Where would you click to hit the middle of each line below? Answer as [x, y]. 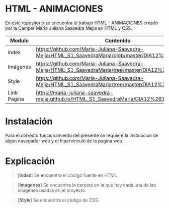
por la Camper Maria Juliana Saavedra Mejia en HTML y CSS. [69, 28]
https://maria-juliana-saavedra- [74, 92]
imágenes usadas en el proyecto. [52, 190]
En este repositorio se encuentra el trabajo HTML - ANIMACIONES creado [82, 23]
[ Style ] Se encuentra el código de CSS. [58, 200]
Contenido [118, 40]
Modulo [19, 40]
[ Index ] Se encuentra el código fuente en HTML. [68, 175]
